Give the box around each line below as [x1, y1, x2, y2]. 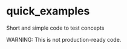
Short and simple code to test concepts [6, 24, 105, 31]
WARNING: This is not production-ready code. [6, 36, 122, 43]
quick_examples [6, 4, 90, 18]
